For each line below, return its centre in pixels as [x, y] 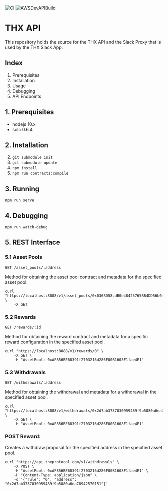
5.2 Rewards [21, 317]
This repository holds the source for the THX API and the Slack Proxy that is [83, 42]
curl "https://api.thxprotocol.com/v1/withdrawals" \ [62, 462]
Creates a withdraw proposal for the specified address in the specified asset [84, 447]
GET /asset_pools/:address [33, 267]
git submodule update [35, 163]
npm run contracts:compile [40, 174]
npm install [25, 168]
